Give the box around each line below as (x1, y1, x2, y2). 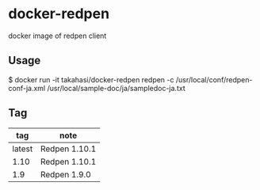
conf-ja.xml (8, 83, 46, 93)
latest (12, 143, 33, 154)
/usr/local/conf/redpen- (175, 74, 253, 84)
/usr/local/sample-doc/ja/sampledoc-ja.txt (47, 83, 185, 93)
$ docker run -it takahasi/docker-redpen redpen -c (8, 74, 174, 84)
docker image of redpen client (8, 31, 107, 40)
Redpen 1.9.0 (40, 169, 91, 180)
